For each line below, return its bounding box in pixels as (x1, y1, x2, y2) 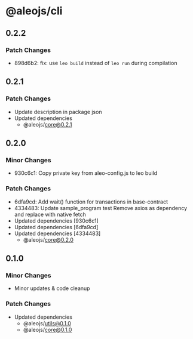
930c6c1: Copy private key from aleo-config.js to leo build (14, 169, 158, 177)
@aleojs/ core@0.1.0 (23, 326, 72, 333)
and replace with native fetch (14, 211, 86, 218)
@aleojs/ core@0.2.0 (23, 236, 74, 243)
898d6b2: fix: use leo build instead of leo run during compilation (14, 59, 177, 66)
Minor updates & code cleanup (14, 285, 90, 292)
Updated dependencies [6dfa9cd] (14, 223, 99, 230)
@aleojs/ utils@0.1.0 (23, 319, 71, 326)
